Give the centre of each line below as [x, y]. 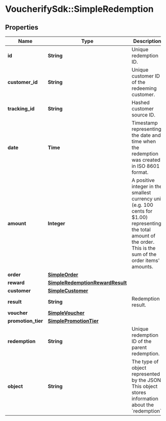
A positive [143, 180]
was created [146, 160]
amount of [144, 236]
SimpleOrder [63, 275]
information [145, 399]
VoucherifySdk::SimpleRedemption [80, 9]
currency [142, 199]
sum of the [144, 254]
